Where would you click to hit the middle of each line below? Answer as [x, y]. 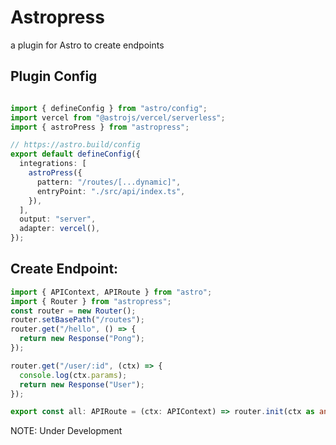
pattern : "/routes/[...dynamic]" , [109, 182]
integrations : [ [53, 164]
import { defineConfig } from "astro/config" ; [109, 108]
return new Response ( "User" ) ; [82, 384]
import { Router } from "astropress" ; [91, 301]
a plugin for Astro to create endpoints [87, 45]
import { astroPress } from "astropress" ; [100, 127]
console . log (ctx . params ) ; [73, 375]
